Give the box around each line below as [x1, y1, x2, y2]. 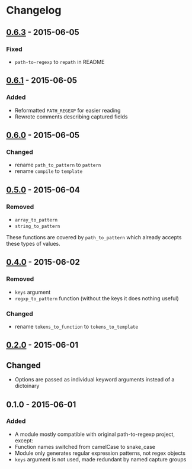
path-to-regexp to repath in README [14, 58, 105, 65]
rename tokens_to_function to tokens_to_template [14, 323, 138, 330]
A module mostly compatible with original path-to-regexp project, [14, 431, 175, 438]
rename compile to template [14, 168, 83, 175]
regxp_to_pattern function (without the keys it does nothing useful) [14, 294, 179, 302]
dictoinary [14, 383, 40, 390]
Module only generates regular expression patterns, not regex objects [14, 449, 185, 457]
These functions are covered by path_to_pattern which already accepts [6, 233, 182, 240]
